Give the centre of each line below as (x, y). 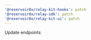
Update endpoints (23, 33)
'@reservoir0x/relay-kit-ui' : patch (42, 19)
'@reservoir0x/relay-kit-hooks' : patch (45, 10)
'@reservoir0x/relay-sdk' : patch (39, 14)
